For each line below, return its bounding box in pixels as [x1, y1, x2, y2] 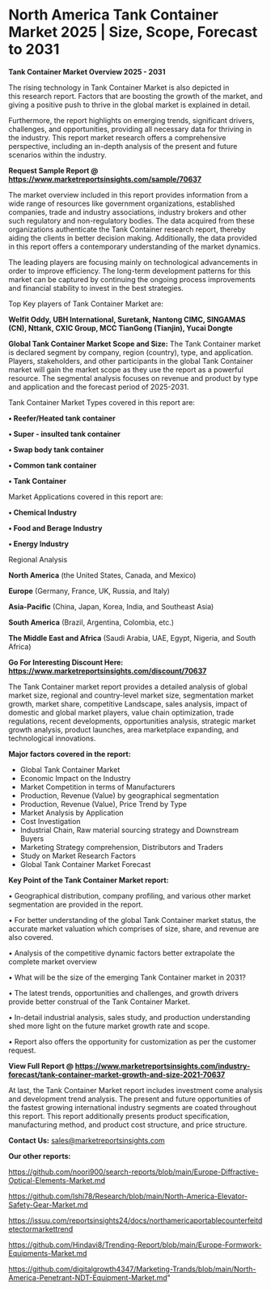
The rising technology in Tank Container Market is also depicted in [8, 83, 230, 92]
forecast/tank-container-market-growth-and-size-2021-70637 [8, 1070, 226, 1079]
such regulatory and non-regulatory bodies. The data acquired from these [8, 216, 255, 225]
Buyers [19, 833, 44, 844]
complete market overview [8, 956, 97, 966]
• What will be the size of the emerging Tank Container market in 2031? [8, 972, 247, 982]
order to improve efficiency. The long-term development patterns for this [8, 266, 251, 276]
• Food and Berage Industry [8, 523, 103, 532]
